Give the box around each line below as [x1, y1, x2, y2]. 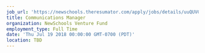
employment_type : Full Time [6, 26, 78, 32]
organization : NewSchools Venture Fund [6, 20, 108, 26]
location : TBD [6, 37, 43, 43]
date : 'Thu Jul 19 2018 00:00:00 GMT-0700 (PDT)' [6, 32, 135, 38]
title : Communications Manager [6, 15, 86, 21]
